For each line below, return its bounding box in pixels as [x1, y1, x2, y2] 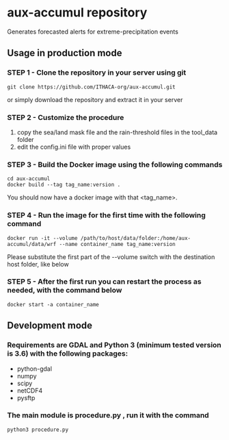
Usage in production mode [7, 47, 122, 59]
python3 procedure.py [7, 426, 69, 433]
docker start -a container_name [7, 301, 99, 308]
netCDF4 [16, 386, 43, 395]
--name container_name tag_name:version [59, 241, 176, 247]
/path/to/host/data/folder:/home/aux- [80, 234, 191, 241]
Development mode [7, 320, 93, 332]
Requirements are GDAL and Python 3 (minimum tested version [7, 341, 222, 350]
